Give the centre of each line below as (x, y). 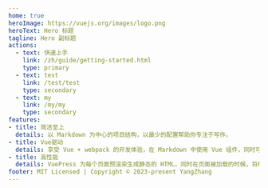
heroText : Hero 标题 (41, 30)
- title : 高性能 (33, 157)
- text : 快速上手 (42, 53)
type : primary (46, 68)
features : (25, 120)
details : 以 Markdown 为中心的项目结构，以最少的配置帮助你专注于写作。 (124, 134)
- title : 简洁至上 (37, 127)
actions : (23, 46)
